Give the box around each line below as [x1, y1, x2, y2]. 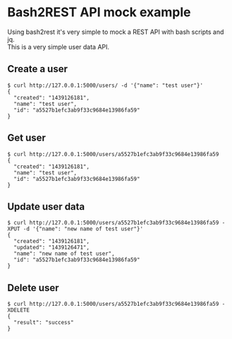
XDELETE [7, 307, 30, 314]
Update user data [7, 201, 85, 213]
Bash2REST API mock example [7, 4, 192, 20]
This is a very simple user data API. [7, 42, 110, 51]
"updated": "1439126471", [13, 244, 90, 251]
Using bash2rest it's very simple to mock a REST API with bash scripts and [7, 28, 224, 36]
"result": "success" [13, 319, 74, 326]
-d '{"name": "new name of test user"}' [23, 225, 143, 233]
